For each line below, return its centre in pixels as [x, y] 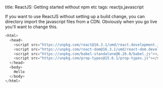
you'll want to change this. [31, 27]
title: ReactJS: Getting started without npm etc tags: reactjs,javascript [74, 7]
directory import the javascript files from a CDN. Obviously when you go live [81, 22]
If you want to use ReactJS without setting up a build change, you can [75, 16]
